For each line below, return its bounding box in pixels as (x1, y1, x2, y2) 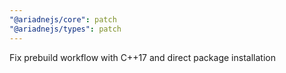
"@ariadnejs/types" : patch (9, 24, 122, 34)
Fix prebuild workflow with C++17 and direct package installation (9, 51, 276, 63)
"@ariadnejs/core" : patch (9, 14, 117, 25)
